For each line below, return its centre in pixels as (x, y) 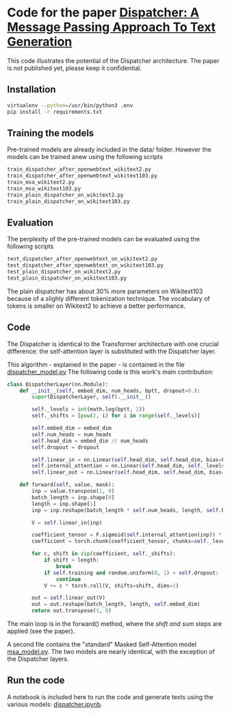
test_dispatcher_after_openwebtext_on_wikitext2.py (82, 259)
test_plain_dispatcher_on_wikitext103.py (67, 278)
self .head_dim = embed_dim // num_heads (90, 441)
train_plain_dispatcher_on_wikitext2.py (66, 195)
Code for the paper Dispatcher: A (103, 13)
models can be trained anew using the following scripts (85, 157)
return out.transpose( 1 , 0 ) (72, 611)
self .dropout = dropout (65, 447)
